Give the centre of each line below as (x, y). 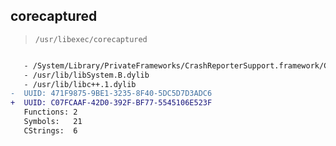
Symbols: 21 (53, 122)
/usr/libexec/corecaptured (91, 39)
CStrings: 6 (50, 130)
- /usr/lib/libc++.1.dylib (80, 84)
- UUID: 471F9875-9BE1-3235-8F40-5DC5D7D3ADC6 (111, 94)
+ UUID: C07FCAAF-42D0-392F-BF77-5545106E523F (111, 103)
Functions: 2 (50, 112)
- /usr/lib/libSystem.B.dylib (86, 75)
